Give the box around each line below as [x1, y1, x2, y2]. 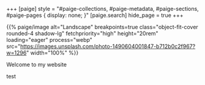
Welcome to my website [6, 61, 67, 68]
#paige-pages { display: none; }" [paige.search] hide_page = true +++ [6, 12, 184, 19]
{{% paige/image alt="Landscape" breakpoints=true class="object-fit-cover [6, 24, 199, 30]
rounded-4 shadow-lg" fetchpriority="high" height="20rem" [6, 30, 158, 37]
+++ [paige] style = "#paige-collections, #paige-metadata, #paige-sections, [6, 5, 199, 12]
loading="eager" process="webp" [6, 36, 93, 43]
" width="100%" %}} [26, 49, 79, 56]
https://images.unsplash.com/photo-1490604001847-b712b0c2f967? [20, 42, 196, 50]
